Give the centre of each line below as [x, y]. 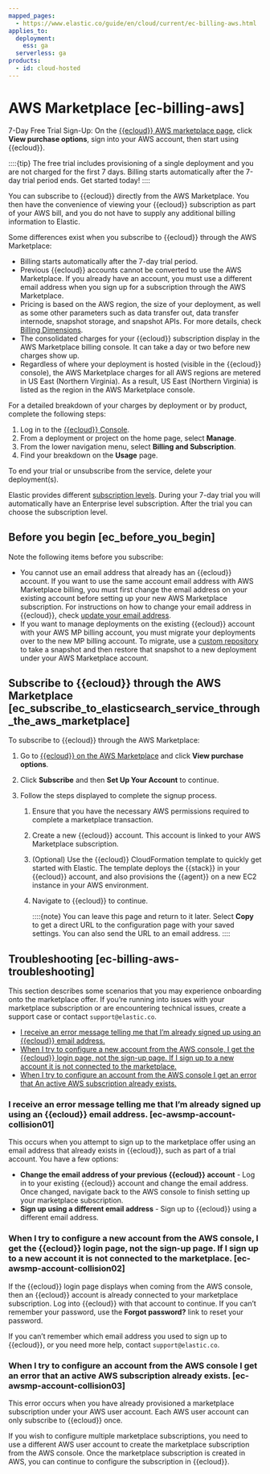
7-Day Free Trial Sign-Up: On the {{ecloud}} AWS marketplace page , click [131, 130]
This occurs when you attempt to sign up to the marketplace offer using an [132, 1142]
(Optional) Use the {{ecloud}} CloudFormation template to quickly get [147, 859]
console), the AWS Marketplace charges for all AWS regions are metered [140, 372]
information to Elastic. [44, 222]
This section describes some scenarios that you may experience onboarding [135, 991]
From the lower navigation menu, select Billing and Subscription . [128, 446]
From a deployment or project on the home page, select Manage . [128, 438]
